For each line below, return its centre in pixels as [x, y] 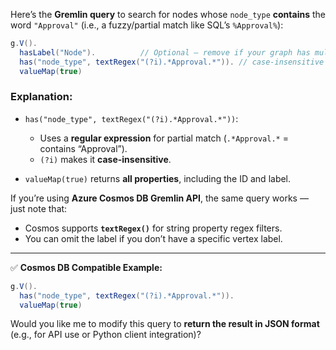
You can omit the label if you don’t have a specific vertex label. [153, 238]
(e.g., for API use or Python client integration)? [106, 335]
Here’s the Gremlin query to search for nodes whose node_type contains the [168, 14]
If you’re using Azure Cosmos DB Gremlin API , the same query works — [159, 198]
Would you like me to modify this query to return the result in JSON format [165, 324]
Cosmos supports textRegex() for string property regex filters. [153, 228]
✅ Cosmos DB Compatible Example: [86, 267]
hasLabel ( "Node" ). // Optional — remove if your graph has [165, 52]
